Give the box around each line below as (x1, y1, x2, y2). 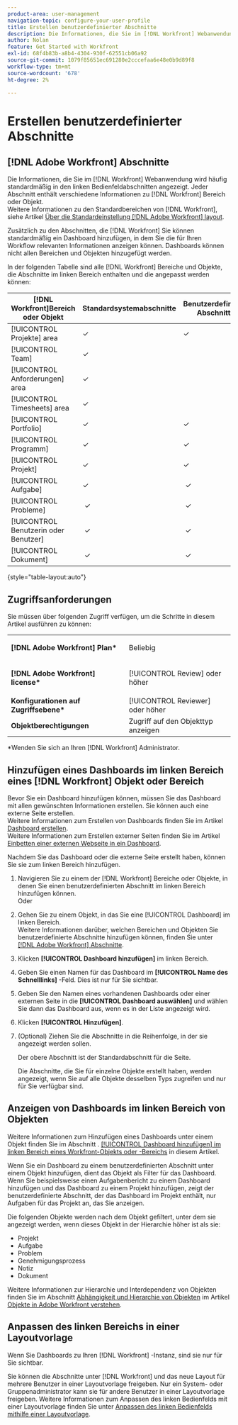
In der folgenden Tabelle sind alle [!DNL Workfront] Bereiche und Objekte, (7, 263, 223, 272)
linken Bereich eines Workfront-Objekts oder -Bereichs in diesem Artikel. (7, 1147, 220, 1156)
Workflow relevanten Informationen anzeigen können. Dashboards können (7, 242, 225, 250)
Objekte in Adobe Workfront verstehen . (7, 1300, 122, 1309)
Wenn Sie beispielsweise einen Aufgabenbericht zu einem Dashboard (7, 1176, 210, 1185)
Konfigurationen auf (11, 696, 81, 706)
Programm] (11, 444, 49, 454)
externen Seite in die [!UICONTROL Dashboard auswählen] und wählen (17, 997, 228, 1005)
